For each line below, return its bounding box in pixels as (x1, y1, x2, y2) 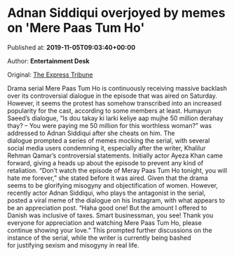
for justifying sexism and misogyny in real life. (7, 241, 139, 249)
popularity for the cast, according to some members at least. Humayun (7, 106, 212, 115)
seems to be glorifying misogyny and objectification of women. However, (7, 181, 219, 189)
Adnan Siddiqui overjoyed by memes (7, 5, 226, 21)
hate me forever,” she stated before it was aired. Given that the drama (7, 174, 208, 182)
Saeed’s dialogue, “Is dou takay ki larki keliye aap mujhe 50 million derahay (7, 114, 223, 122)
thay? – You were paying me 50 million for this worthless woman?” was (7, 121, 212, 129)
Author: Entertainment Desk (7, 56, 90, 65)
